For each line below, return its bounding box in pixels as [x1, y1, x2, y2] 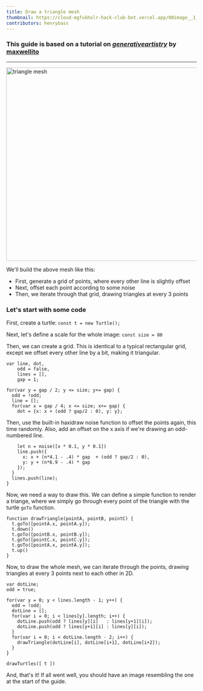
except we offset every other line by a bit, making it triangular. [6, 349, 160, 356]
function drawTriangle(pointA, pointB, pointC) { [6, 515, 134, 522]
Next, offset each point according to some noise [14, 284, 135, 291]
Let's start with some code [6, 305, 86, 314]
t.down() [11, 526, 34, 532]
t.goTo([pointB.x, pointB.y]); [11, 531, 91, 537]
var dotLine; [6, 581, 39, 587]
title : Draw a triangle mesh [6, 8, 80, 15]
